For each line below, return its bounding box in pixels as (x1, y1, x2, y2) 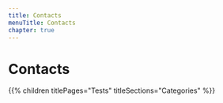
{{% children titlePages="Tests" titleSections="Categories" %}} (8, 86, 216, 95)
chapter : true (8, 26, 55, 34)
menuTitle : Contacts (8, 19, 77, 27)
